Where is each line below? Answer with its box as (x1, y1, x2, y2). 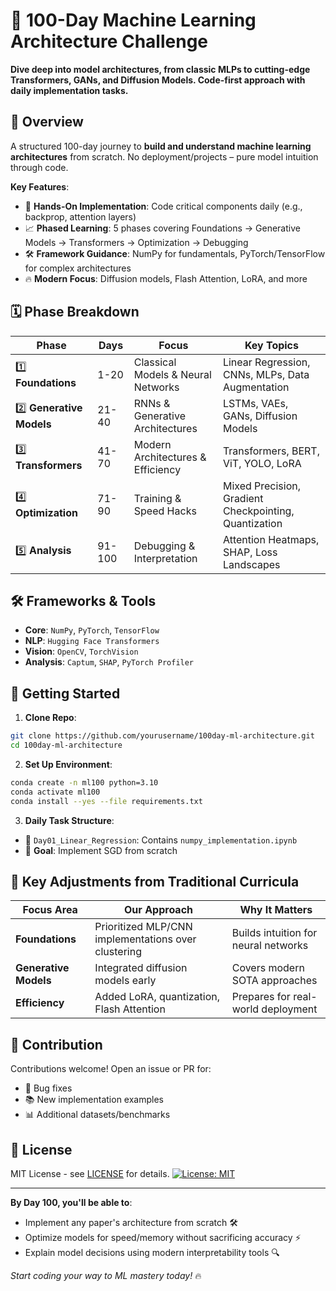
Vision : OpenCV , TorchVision (24, 645, 139, 658)
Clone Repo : (24, 712, 77, 724)
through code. (10, 161, 69, 173)
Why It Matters (239, 903, 313, 917)
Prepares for (231, 990, 291, 1004)
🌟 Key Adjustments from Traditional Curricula (10, 873, 300, 890)
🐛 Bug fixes (24, 1082, 73, 1094)
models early (94, 974, 157, 988)
